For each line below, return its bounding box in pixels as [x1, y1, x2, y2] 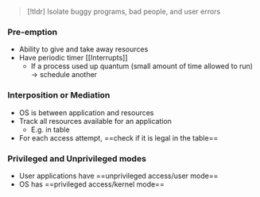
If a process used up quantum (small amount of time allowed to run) [30, 61, 254, 71]
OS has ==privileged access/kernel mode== [18, 179, 165, 189]
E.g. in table [30, 125, 70, 134]
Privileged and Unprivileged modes [7, 153, 146, 164]
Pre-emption [7, 26, 57, 37]
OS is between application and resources [18, 107, 154, 118]
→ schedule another [30, 70, 97, 79]
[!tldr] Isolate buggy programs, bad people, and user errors [26, 7, 221, 16]
